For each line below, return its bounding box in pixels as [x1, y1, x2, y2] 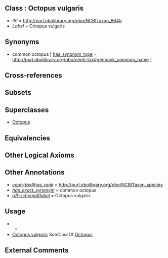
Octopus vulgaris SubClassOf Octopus [12, 231, 93, 237]
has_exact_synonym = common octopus [12, 187, 97, 193]
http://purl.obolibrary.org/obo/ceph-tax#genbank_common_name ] [12, 56, 152, 62]
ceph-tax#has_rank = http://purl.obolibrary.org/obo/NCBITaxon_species [12, 181, 163, 188]
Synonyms [5, 38, 39, 46]
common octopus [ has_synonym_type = [12, 51, 97, 57]
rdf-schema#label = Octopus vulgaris [12, 192, 91, 198]
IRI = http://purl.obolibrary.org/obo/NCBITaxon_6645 [12, 17, 122, 23]
